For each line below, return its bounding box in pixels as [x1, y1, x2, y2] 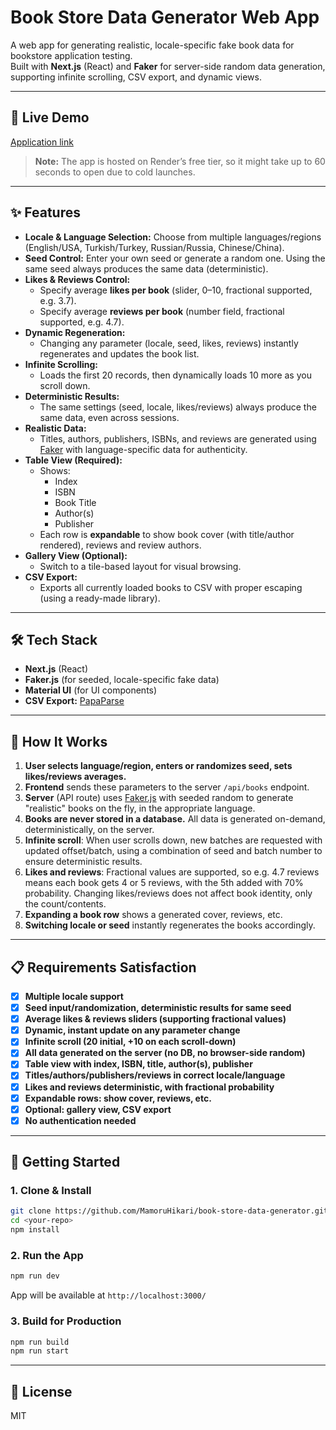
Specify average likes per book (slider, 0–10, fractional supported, [39, 284, 313, 296]
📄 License [10, 1383, 73, 1400]
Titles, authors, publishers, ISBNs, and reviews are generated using [39, 432, 317, 445]
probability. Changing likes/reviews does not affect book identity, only [24, 887, 313, 900]
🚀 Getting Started [10, 1154, 121, 1171]
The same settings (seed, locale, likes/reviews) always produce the [39, 401, 317, 413]
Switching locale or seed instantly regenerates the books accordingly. [24, 919, 316, 931]
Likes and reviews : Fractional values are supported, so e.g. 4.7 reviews [24, 866, 320, 878]
